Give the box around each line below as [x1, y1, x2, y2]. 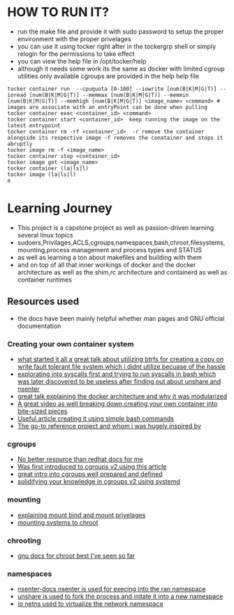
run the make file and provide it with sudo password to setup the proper [17, 27, 224, 36]
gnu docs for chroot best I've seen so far [17, 551, 136, 560]
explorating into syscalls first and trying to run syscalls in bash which [17, 370, 217, 378]
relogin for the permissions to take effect [17, 50, 135, 58]
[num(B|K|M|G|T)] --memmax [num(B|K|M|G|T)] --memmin [29, 92, 189, 99]
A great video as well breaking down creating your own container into [17, 399, 218, 407]
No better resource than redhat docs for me [17, 455, 143, 463]
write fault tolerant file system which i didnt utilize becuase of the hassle [17, 362, 226, 370]
